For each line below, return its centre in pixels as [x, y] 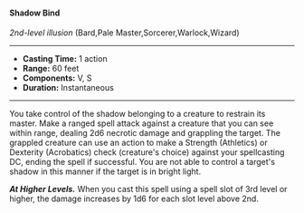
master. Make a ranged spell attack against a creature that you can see [142, 123]
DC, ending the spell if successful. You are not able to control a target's [142, 162]
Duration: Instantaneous [68, 88]
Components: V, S [57, 78]
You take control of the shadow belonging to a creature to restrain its [138, 114]
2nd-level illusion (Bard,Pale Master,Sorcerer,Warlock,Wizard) [124, 33]
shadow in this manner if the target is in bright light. [105, 171]
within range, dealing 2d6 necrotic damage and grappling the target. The [145, 133]
